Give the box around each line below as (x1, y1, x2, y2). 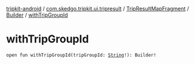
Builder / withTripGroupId (6, 11, 68, 19)
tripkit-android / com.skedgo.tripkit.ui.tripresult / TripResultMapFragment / (6, 5, 190, 12)
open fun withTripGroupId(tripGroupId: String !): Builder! (6, 52, 157, 58)
